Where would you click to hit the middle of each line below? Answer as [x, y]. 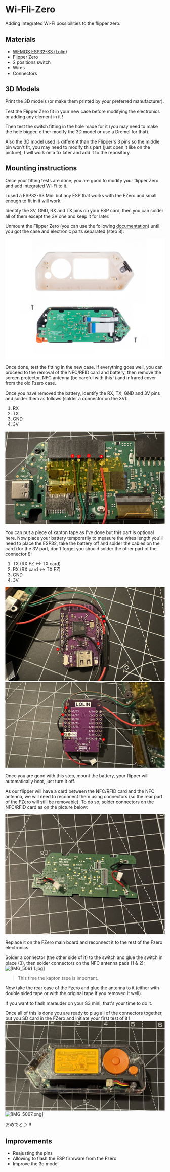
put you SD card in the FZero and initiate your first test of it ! [68, 1018]
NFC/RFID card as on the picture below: [47, 807]
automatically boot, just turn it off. [40, 781]
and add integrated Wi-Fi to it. [36, 186]
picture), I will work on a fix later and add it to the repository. [68, 152]
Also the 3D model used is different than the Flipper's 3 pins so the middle [82, 141]
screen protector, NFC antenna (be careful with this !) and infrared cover [81, 378]
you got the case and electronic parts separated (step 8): [65, 231]
